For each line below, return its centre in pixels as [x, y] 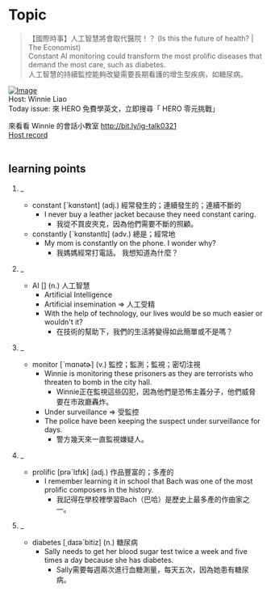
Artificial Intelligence [78, 294]
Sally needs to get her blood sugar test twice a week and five [146, 551]
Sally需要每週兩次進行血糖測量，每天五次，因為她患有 [146, 569]
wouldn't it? [63, 322]
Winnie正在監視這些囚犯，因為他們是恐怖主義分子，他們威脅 [156, 391]
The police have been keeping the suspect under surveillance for [152, 421]
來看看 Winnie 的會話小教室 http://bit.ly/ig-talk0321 [93, 125]
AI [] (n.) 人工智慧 [61, 285]
